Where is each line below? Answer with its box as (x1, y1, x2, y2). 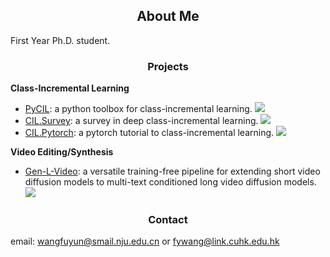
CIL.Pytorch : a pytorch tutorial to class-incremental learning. (24, 127, 275, 139)
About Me (136, 8, 200, 25)
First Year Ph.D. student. (10, 34, 111, 46)
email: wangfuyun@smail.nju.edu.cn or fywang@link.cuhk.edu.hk (10, 235, 280, 248)
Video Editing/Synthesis (10, 146, 114, 158)
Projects (147, 59, 189, 73)
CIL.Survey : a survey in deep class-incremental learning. (24, 115, 259, 127)
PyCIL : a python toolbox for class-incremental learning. (24, 103, 253, 115)
